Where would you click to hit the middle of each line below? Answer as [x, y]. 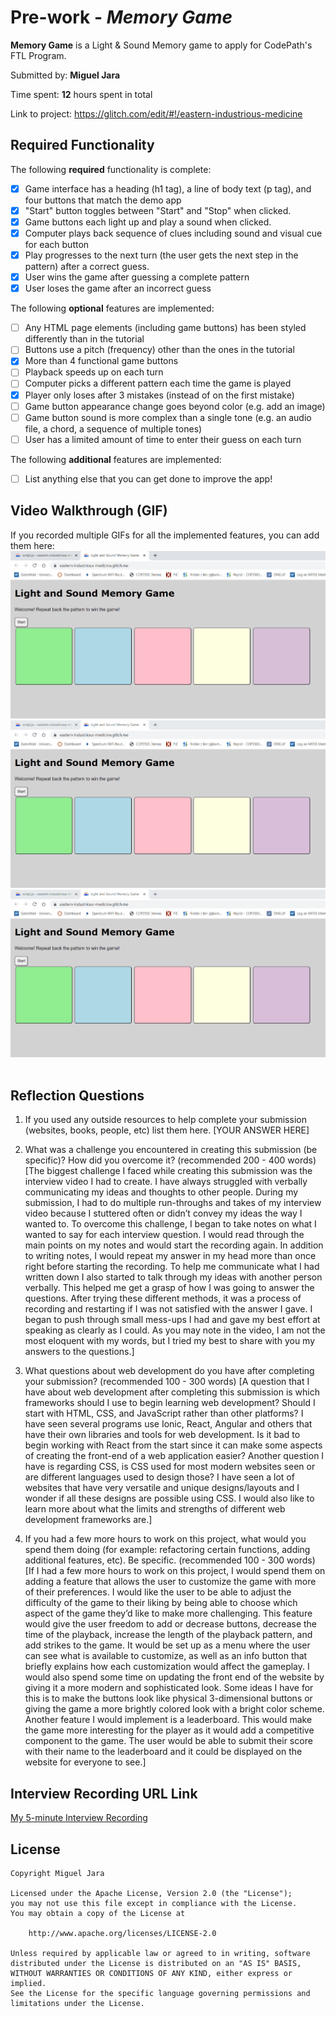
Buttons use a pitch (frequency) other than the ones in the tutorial [159, 350]
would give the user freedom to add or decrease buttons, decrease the [171, 1624]
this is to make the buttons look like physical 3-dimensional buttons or [168, 1698]
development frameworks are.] [88, 1520]
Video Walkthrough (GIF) [89, 511]
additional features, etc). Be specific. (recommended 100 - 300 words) [170, 1560]
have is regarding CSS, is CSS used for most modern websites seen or [170, 1467]
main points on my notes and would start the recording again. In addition [174, 1245]
